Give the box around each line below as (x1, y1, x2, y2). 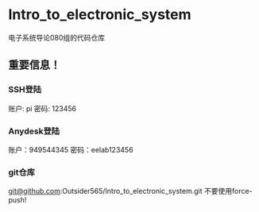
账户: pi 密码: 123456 (8, 103, 77, 113)
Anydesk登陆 (8, 125, 60, 137)
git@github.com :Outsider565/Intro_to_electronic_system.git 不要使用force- (8, 187, 253, 196)
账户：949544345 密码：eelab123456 (8, 145, 133, 154)
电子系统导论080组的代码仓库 (8, 33, 106, 42)
